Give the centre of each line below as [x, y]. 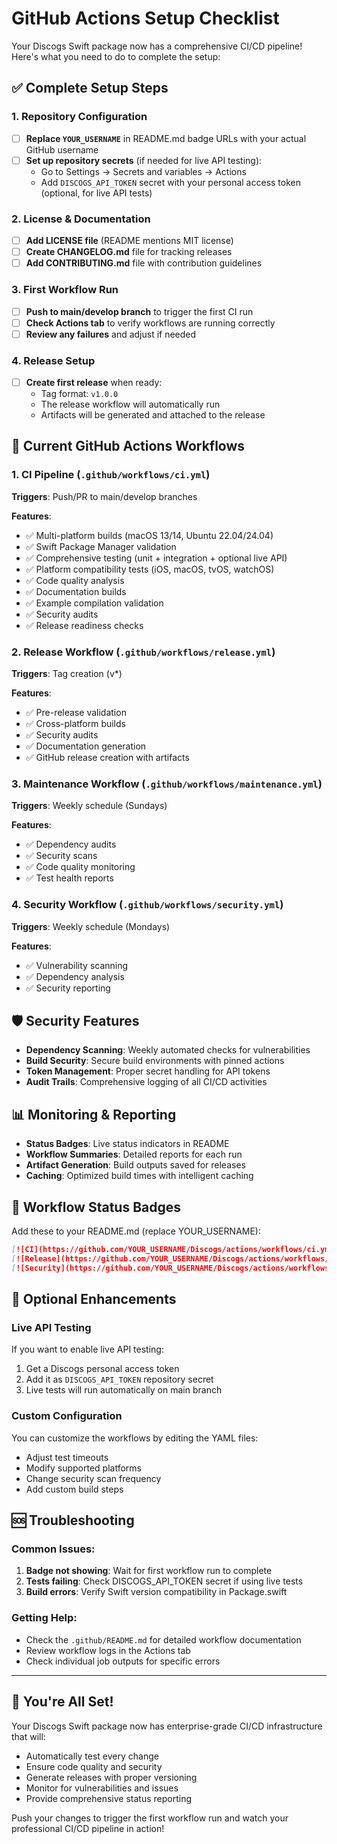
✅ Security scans [61, 856]
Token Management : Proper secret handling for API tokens [148, 1071]
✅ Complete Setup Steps [90, 88]
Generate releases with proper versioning [111, 1777]
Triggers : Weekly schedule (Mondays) [91, 926]
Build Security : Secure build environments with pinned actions [155, 1061]
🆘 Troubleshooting [73, 1520]
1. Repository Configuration [79, 117]
